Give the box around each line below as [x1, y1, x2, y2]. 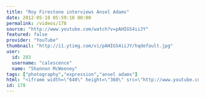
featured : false [6, 32, 48, 38]
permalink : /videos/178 [6, 20, 67, 26]
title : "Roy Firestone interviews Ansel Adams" [6, 9, 130, 15]
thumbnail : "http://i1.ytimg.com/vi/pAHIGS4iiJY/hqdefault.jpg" [6, 43, 173, 49]
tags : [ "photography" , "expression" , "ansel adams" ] [6, 71, 138, 77]
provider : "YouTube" [6, 37, 59, 43]
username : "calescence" [12, 60, 72, 66]
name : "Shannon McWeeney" [12, 65, 78, 72]
